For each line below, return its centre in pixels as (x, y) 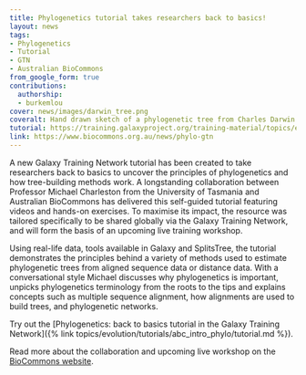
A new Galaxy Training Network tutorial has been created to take (131, 162)
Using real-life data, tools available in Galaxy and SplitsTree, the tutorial (143, 248)
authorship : (41, 94)
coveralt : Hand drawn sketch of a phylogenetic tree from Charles (138, 120)
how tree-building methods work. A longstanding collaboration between (144, 182)
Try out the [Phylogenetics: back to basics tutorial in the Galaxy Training (145, 324)
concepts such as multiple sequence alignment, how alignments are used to (152, 297)
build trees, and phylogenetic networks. (84, 306)
